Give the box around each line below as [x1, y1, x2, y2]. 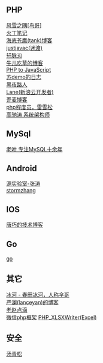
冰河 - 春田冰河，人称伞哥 [6, 291, 70, 298]
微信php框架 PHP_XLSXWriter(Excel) [6, 314, 97, 321]
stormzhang [6, 187, 36, 194]
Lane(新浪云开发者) [6, 88, 54, 95]
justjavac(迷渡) [6, 44, 43, 51]
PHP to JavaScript [6, 66, 51, 73]
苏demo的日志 [6, 73, 42, 80]
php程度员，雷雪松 [6, 103, 53, 110]
